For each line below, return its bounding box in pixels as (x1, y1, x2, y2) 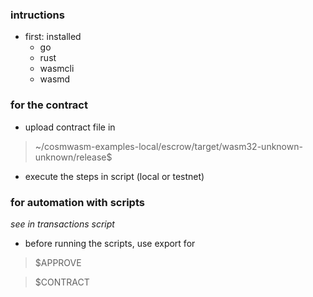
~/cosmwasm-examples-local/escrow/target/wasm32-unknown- (34, 140, 303, 152)
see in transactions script (10, 218, 115, 230)
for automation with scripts (10, 195, 145, 209)
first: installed (24, 31, 82, 43)
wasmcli (39, 63, 75, 75)
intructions (10, 8, 65, 22)
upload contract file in (24, 121, 116, 133)
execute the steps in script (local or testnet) (24, 170, 205, 182)
